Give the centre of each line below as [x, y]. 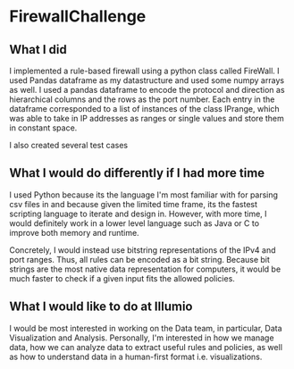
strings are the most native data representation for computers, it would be [145, 269]
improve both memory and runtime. [75, 232]
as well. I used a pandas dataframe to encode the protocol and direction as [147, 90]
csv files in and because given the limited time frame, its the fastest [133, 204]
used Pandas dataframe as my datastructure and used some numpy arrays [147, 80]
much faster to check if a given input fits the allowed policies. [122, 278]
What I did [38, 50]
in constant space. [43, 128]
